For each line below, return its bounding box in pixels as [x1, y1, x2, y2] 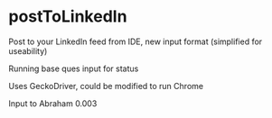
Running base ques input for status [8, 63, 139, 74]
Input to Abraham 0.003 [8, 97, 98, 109]
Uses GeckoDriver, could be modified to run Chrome [8, 80, 204, 91]
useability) [8, 45, 48, 56]
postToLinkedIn [8, 6, 127, 27]
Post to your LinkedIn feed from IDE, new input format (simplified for [8, 36, 263, 47]
